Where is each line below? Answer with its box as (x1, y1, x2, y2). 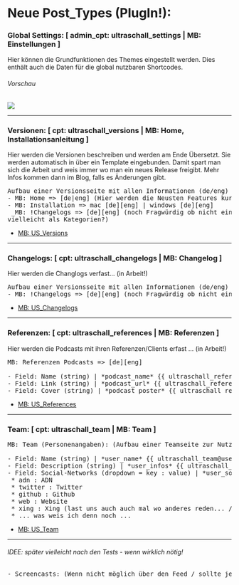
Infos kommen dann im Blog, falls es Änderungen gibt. (7, 173, 166, 181)
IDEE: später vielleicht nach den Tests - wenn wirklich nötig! (7, 548, 184, 557)
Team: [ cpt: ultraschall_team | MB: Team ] (7, 424, 156, 434)
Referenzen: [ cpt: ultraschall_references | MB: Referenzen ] (7, 328, 220, 338)
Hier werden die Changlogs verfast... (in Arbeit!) (7, 269, 148, 278)
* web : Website (11, 497, 68, 505)
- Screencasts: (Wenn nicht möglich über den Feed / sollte (7, 570, 222, 578)
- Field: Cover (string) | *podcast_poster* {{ (7, 386, 176, 394)
